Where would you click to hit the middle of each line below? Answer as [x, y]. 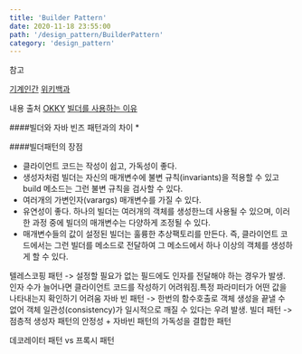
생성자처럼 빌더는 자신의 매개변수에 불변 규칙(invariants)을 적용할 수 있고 [151, 177]
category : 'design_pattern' [62, 43]
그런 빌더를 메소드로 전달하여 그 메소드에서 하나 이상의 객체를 [161, 245]
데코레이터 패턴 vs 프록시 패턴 [62, 340]
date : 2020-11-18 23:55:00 [60, 26]
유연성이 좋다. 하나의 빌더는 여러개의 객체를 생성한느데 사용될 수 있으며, [148, 211]
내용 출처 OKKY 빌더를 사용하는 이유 [74, 109]
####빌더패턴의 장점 [46, 147]
